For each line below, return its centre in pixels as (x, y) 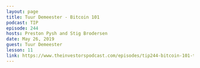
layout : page (22, 12)
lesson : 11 (20, 50)
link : (13, 56)
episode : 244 (22, 28)
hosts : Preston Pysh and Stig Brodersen (57, 34)
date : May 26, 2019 (30, 39)
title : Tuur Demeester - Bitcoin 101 (53, 17)
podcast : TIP (22, 22)
